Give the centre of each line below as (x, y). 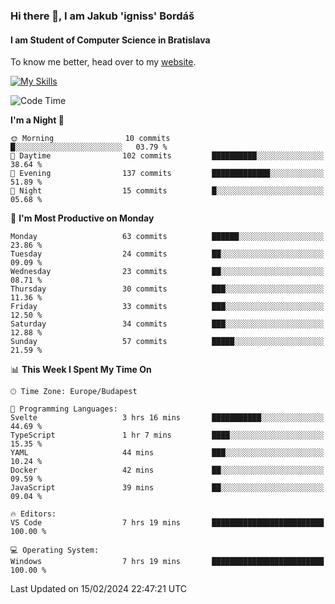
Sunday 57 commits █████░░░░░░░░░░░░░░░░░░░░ (167, 342)
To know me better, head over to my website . (103, 62)
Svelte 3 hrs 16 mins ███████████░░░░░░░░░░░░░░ (167, 418)
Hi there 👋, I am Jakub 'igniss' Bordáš (102, 16)
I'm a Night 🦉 (37, 120)
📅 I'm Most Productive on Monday (82, 218)
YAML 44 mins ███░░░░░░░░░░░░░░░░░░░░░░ (167, 453)
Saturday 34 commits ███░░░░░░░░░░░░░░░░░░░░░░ (167, 324)
